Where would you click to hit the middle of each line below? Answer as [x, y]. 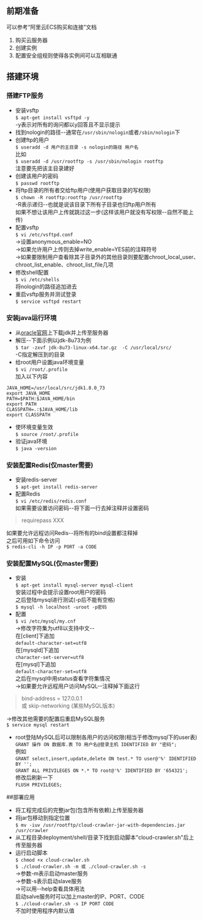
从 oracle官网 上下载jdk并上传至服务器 [62, 332]
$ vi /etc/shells [37, 279]
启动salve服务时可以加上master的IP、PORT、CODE [80, 897]
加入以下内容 [31, 376]
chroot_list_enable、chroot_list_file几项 [64, 264]
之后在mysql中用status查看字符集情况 [63, 679]
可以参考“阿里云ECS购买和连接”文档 [51, 27]
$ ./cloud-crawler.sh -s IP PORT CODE [65, 904]
